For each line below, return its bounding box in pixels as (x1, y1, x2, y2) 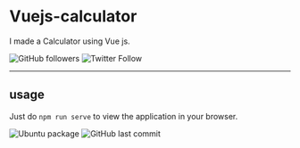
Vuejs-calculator (9, 6, 137, 27)
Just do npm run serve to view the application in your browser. (9, 111, 238, 121)
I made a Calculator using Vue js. (9, 36, 131, 46)
